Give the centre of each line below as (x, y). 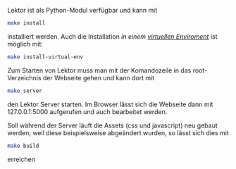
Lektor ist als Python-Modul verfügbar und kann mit (82, 10)
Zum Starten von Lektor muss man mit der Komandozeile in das (99, 70)
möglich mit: (25, 44)
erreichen (21, 159)
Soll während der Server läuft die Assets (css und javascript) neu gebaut (113, 125)
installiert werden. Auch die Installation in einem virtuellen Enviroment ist (112, 36)
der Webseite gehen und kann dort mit (99, 77)
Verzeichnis (24, 77)
